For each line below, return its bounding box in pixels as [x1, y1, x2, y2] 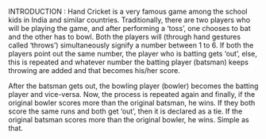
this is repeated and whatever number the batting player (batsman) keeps [8, 57, 249, 67]
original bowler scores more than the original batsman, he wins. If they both [8, 98, 256, 107]
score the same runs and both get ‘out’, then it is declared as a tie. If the [8, 106, 243, 116]
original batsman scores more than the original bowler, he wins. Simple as [8, 115, 249, 124]
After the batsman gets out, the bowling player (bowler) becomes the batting [8, 81, 259, 91]
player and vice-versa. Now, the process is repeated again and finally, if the [8, 90, 256, 98]
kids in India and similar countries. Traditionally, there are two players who [8, 15, 251, 25]
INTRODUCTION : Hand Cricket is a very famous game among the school [8, 7, 248, 16]
